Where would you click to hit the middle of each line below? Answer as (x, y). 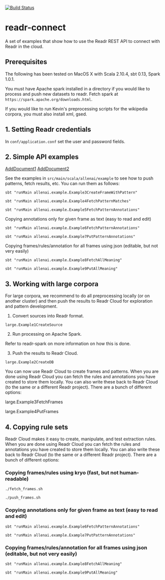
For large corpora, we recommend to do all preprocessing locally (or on (78, 296)
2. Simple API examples (42, 157)
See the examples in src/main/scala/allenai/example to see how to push (79, 178)
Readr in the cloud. (24, 46)
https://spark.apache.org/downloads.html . (49, 99)
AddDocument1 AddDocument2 (37, 169)
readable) (17, 479)
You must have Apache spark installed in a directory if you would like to (78, 88)
